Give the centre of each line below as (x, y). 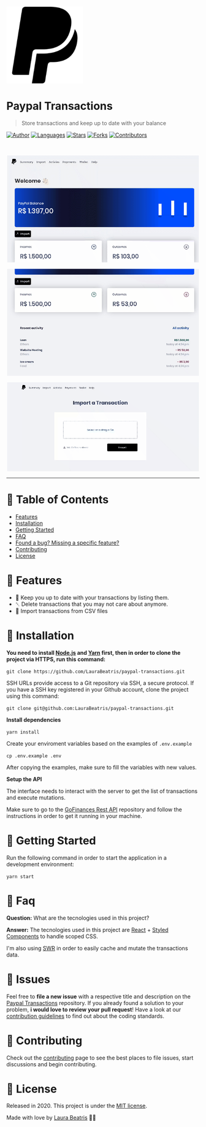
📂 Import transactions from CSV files (62, 611)
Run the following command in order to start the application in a (87, 858)
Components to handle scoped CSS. (52, 936)
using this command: (33, 696)
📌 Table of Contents (58, 500)
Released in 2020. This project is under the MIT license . (77, 1106)
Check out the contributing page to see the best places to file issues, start (100, 1058)
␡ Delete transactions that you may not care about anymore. (92, 604)
